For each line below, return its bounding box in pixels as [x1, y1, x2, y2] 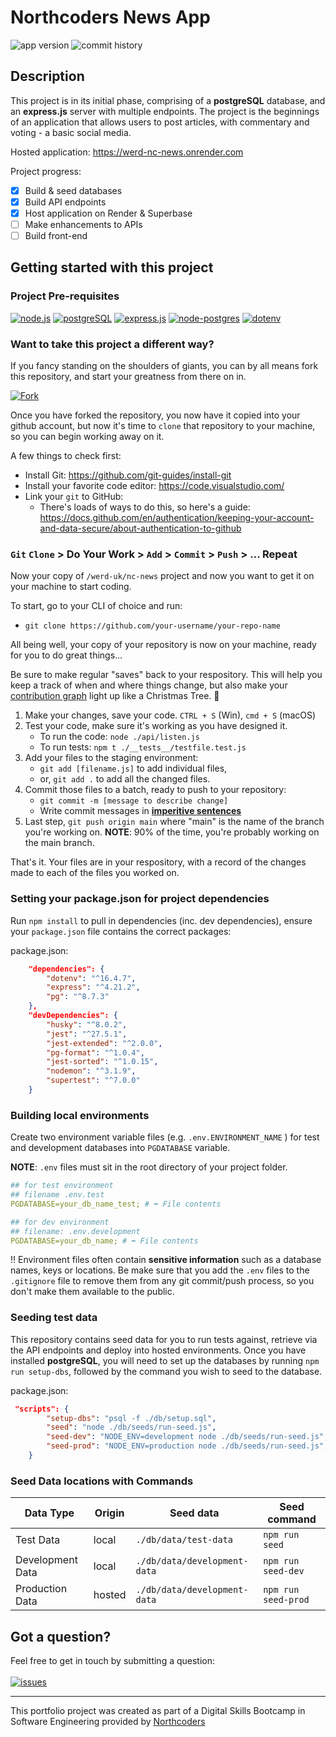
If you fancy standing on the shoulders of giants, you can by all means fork [10, 360, 319, 372]
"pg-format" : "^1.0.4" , [46, 1047, 145, 1058]
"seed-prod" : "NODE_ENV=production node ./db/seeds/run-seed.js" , [46, 1441, 329, 1451]
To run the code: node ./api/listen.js [39, 731, 200, 743]
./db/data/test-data [135, 1534, 234, 1546]
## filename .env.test [10, 1190, 105, 1200]
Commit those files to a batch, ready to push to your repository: [24, 784, 287, 796]
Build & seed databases [24, 184, 123, 196]
